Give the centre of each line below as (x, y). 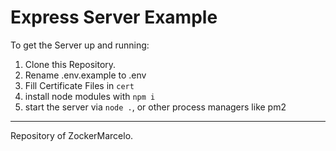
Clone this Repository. (70, 64)
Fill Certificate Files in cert (79, 85)
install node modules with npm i (90, 96)
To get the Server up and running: (80, 45)
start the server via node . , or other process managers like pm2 (155, 107)
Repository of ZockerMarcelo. (72, 135)
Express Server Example (114, 17)
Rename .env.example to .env (85, 75)
